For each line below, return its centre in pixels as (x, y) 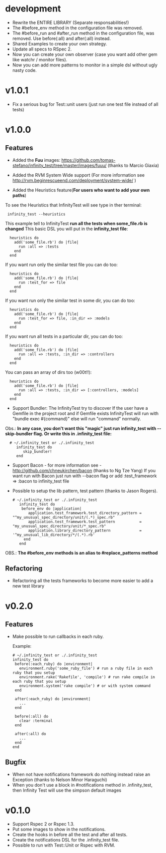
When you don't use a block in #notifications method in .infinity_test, (82, 785)
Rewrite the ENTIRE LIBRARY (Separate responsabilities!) (71, 22)
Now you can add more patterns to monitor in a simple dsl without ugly (85, 65)
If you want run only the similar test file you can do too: (61, 265)
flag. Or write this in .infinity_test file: (73, 433)
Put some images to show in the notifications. (59, 830)
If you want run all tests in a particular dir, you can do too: (64, 336)
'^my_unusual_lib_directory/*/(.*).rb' (54, 535)
